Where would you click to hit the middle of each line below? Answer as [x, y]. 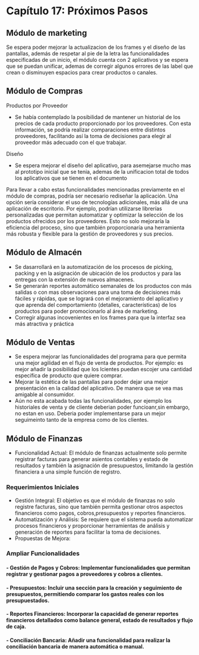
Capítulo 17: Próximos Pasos [77, 11]
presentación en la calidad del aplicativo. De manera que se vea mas [99, 388]
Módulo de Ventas [41, 342]
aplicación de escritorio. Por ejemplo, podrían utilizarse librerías [84, 208]
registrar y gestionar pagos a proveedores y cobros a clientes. [85, 574]
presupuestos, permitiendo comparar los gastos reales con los [85, 594]
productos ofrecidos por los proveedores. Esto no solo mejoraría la [88, 221]
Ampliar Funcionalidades [43, 553]
